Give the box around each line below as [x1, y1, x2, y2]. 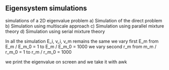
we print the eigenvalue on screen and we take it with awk [5, 58, 127, 65]
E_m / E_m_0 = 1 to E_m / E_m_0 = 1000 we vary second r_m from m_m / [5, 43, 157, 50]
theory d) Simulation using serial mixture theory [5, 28, 105, 34]
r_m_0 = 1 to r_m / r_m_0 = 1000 [5, 49, 72, 55]
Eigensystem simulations [5, 4, 88, 13]
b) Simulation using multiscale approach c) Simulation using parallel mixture [5, 23, 164, 29]
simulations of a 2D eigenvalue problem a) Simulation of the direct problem [5, 17, 162, 23]
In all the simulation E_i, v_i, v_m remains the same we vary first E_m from [5, 38, 159, 44]
